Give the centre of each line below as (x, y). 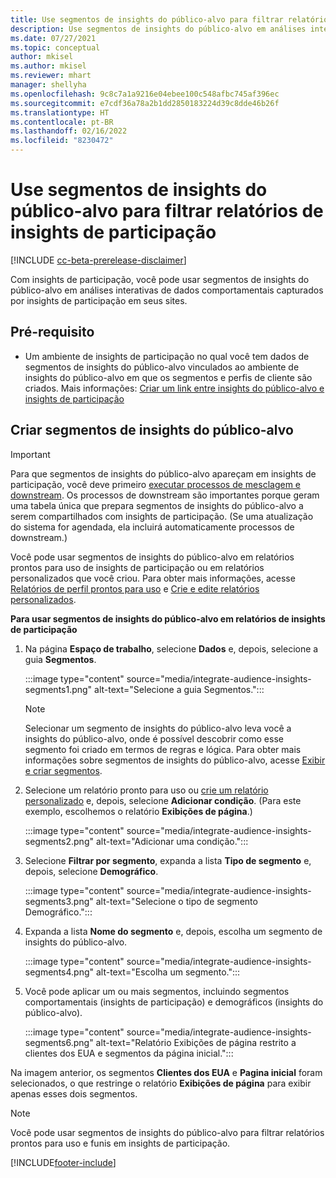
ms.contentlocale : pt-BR (62, 122)
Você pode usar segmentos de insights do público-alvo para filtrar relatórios (167, 1132)
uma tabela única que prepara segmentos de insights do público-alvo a (157, 505)
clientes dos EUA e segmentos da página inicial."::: (129, 1053)
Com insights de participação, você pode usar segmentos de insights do (160, 279)
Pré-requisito (52, 332)
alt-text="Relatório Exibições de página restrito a (196, 1042)
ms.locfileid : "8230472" (62, 141)
